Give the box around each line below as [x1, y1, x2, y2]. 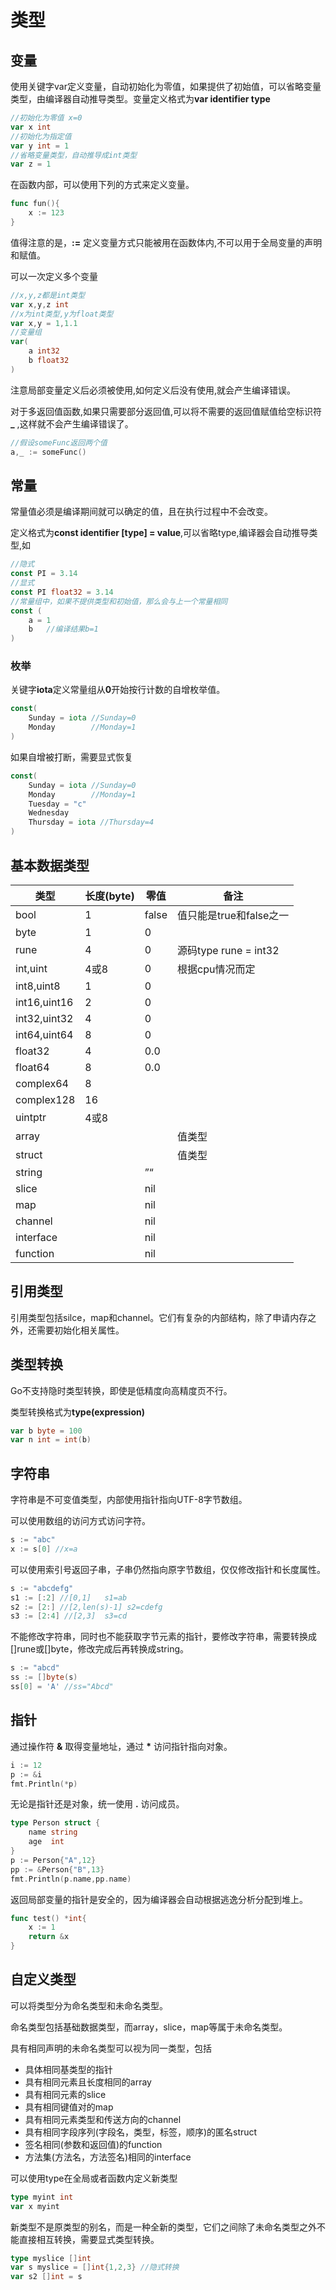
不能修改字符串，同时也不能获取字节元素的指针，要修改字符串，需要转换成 [10, 1631, 317, 1643]
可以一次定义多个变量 [10, 270, 98, 282]
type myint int [10, 2192, 74, 2202]
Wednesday [28, 808, 70, 818]
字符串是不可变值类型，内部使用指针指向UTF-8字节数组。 [10, 1494, 248, 1506]
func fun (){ [10, 199, 60, 209]
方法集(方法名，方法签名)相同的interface [24, 2151, 192, 2163]
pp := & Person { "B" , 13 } [10, 1864, 105, 1875]
